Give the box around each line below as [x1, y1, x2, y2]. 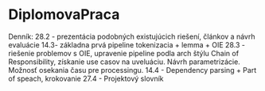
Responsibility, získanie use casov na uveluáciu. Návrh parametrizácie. [8, 57, 240, 66]
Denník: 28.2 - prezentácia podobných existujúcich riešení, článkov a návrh [8, 32, 255, 41]
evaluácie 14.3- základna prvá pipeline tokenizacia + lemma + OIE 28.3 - [8, 40, 245, 49]
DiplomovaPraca [8, 6, 120, 24]
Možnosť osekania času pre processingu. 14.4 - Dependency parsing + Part [8, 65, 257, 74]
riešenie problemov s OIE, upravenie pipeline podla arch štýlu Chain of [8, 48, 240, 58]
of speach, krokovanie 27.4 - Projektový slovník [8, 74, 164, 83]
